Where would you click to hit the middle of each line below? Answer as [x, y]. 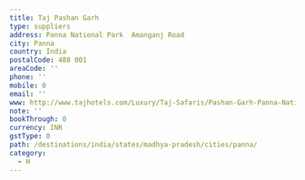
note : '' [26, 111]
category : [28, 153]
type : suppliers [40, 26]
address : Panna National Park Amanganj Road [97, 35]
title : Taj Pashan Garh [54, 18]
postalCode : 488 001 [49, 60]
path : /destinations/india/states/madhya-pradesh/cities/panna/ [133, 145]
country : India [38, 52]
